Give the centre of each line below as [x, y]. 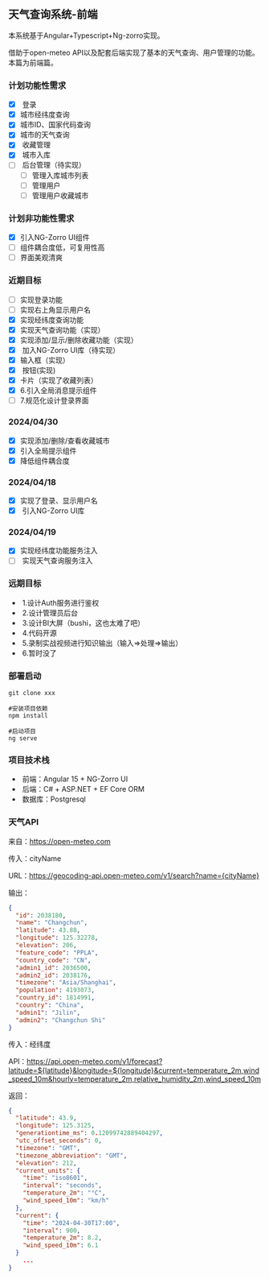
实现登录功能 [41, 300]
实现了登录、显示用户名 [59, 500]
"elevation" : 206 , [47, 946]
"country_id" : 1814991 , [55, 998]
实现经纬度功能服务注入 [59, 551]
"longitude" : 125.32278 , [57, 938]
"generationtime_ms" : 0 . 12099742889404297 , [89, 1133]
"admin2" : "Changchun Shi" [61, 1020]
